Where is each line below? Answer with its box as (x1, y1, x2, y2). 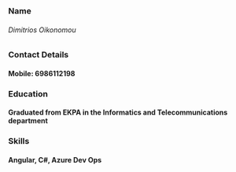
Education (8, 88, 49, 99)
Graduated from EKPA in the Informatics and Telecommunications (8, 108, 228, 117)
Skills (8, 136, 30, 147)
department (8, 116, 49, 126)
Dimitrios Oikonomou (8, 25, 76, 35)
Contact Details (8, 49, 69, 60)
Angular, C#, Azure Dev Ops (8, 155, 102, 164)
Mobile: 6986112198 (8, 68, 76, 78)
